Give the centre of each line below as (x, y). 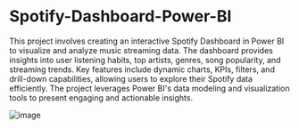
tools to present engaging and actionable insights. (101, 97)
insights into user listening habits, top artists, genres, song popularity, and (145, 60)
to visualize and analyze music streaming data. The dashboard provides (141, 50)
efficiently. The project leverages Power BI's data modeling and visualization (149, 88)
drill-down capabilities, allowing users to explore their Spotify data (131, 78)
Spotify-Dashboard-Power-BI (120, 16)
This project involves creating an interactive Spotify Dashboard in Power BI (147, 41)
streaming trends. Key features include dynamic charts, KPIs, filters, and (142, 69)
